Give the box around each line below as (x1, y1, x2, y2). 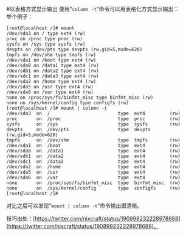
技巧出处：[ (6, 215, 35, 222)
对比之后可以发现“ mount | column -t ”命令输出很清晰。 (6, 202, 143, 209)
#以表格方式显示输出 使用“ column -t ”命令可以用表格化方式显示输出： (6, 5, 179, 12)
